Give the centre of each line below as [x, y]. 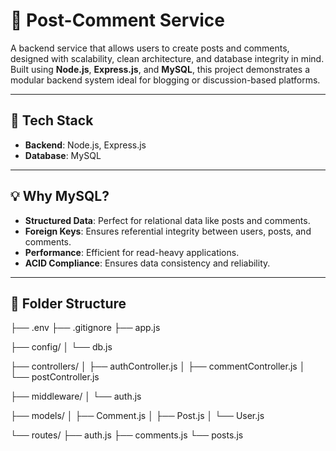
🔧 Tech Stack [52, 120]
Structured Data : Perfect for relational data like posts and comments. [167, 220]
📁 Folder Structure [68, 303]
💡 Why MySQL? [60, 196]
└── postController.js [55, 377]
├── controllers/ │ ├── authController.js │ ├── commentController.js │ [158, 366]
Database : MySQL [63, 155]
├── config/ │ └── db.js [61, 347]
